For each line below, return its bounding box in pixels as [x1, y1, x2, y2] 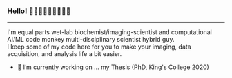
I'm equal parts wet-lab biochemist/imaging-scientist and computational [7, 28, 212, 36]
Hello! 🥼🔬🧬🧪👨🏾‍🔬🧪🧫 [7, 6, 71, 16]
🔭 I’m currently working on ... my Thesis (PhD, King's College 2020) [17, 63, 209, 71]
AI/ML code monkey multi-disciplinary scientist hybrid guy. [7, 36, 175, 44]
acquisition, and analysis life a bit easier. [7, 50, 122, 58]
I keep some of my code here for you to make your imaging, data [7, 42, 191, 51]
